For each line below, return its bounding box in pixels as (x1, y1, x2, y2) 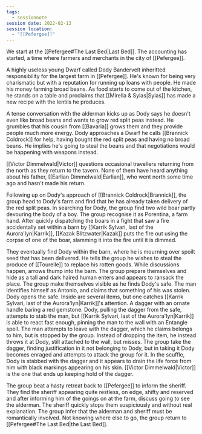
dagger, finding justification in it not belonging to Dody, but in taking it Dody (6, 344, 195, 352)
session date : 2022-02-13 (6, 20, 71, 26)
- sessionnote (11, 15, 47, 21)
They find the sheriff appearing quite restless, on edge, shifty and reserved (6, 389, 194, 396)
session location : (6, 25, 53, 32)
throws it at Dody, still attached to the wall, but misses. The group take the (6, 338, 191, 346)
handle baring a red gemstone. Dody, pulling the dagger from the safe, (6, 306, 182, 314)
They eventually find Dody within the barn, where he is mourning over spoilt (6, 248, 195, 255)
